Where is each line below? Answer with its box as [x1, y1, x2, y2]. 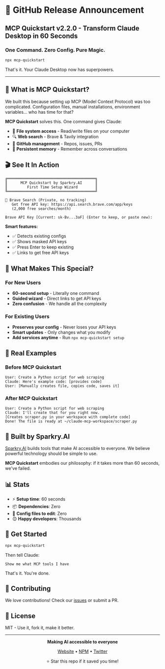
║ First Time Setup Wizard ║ [5, 185, 98, 190]
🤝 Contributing [5, 584, 51, 593]
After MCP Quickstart [5, 395, 58, 402]
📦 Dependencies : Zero [12, 503, 60, 509]
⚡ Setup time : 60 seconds [12, 496, 65, 502]
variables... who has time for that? [5, 109, 74, 115]
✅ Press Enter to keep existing [12, 244, 74, 250]
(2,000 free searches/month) [11, 206, 71, 211]
